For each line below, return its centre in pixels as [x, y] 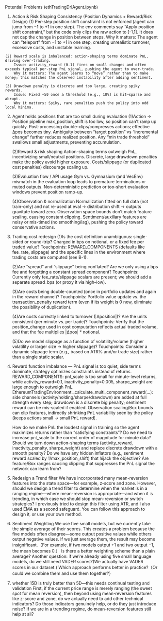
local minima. [19, 107]
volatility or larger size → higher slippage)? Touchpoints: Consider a [80, 346]
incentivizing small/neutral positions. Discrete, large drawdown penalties [84, 157]
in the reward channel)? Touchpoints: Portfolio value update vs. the [79, 297]
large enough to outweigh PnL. [43, 387]
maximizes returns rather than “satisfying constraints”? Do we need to [82, 432]
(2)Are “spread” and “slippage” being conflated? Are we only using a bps [85, 267]
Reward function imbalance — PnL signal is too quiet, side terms [76, 366]
